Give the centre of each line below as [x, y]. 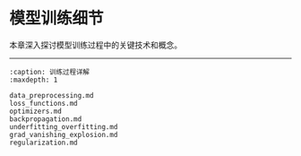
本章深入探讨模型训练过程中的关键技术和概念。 [95, 45]
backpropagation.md [46, 119]
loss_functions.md [43, 103]
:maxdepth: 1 [34, 80]
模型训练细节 [57, 18]
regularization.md [43, 143]
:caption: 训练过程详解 [49, 72]
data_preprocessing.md [52, 95]
